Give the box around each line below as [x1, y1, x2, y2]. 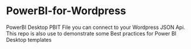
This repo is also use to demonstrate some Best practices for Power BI [6, 30, 177, 37]
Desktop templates [6, 36, 52, 43]
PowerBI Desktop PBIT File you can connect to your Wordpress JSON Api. [6, 24, 186, 31]
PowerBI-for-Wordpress [6, 4, 126, 18]
